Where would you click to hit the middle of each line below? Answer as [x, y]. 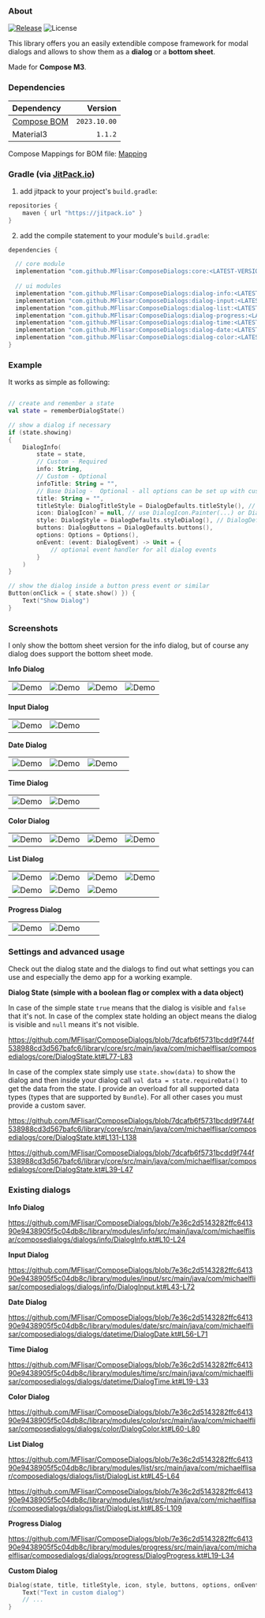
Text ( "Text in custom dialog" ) [74, 1592]
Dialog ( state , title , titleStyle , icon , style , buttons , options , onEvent [134, 1585]
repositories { [33, 206]
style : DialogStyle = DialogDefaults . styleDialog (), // [130, 521]
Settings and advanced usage [66, 952]
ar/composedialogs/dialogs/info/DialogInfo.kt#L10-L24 [97, 1239]
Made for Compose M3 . [47, 67]
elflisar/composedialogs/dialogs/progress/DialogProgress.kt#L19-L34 [121, 1555]
